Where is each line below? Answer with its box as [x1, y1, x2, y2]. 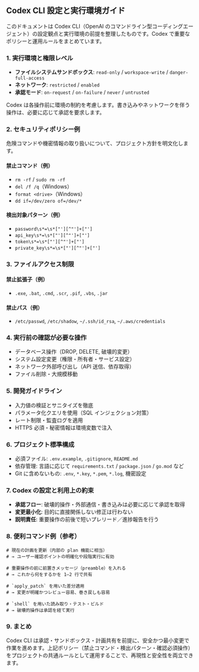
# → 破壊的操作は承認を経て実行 [6, 607, 75, 613]
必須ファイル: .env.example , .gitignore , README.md [14, 455, 138, 462]
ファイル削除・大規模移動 [14, 370, 78, 377]
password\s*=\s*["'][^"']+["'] [14, 226, 93, 232]
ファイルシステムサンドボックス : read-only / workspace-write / [14, 69, 169, 76]
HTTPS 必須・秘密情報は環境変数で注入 [14, 424, 113, 431]
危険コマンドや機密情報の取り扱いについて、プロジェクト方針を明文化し [6, 140, 184, 147]
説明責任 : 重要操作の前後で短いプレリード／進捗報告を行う [14, 516, 159, 523]
